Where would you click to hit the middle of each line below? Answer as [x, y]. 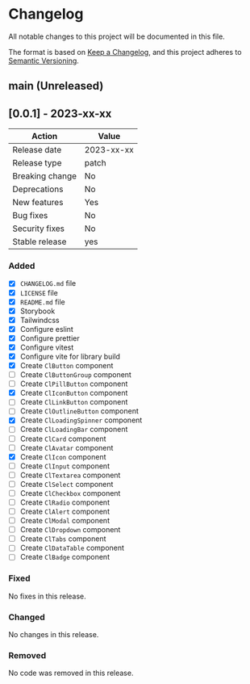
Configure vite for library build [70, 356]
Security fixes [39, 229]
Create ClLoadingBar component [74, 430]
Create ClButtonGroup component [75, 375]
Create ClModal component [65, 521]
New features [38, 203]
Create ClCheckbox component [70, 493]
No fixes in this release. [47, 596]
